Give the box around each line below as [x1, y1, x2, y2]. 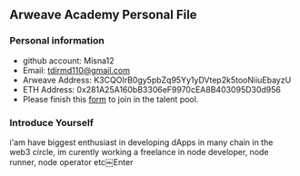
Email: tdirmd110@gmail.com [22, 64, 130, 75]
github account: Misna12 [22, 54, 115, 66]
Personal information [9, 34, 105, 47]
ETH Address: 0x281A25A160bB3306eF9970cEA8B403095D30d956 [22, 83, 282, 94]
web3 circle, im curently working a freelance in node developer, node [9, 146, 270, 157]
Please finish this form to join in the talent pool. [22, 93, 199, 104]
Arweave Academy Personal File [9, 7, 197, 23]
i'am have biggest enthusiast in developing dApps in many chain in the [9, 136, 274, 148]
